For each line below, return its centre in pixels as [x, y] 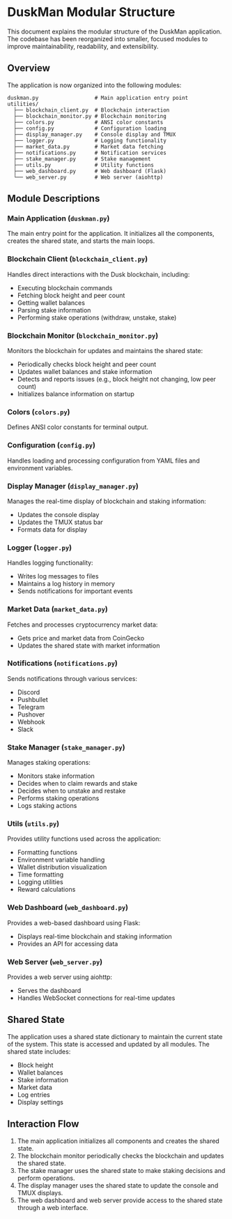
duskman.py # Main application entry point [98, 98]
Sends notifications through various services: [72, 678]
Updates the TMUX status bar [60, 522]
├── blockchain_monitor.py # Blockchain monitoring [90, 116]
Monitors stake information [56, 776]
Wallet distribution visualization [62, 867]
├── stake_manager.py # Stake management [82, 159]
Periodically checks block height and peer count [87, 364]
